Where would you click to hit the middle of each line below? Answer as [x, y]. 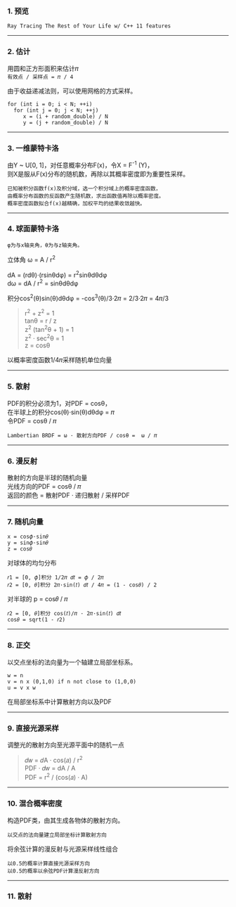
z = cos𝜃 [20, 549]
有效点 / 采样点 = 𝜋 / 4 [40, 77]
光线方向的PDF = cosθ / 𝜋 [45, 487]
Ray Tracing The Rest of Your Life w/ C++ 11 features [89, 26]
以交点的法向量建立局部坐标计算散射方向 [57, 835]
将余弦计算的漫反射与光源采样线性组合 [63, 849]
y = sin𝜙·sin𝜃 [28, 543]
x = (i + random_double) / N [66, 116]
